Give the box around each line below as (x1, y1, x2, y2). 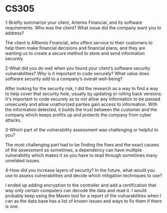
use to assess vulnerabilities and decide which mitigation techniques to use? (5, 172, 163, 178)
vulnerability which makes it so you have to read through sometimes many (5, 152, 158, 158)
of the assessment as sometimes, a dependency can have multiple (5, 147, 142, 153)
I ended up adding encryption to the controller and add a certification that (5, 182, 157, 188)
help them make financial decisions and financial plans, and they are (5, 45, 146, 51)
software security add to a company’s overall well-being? (5, 76, 123, 82)
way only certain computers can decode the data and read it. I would (5, 187, 147, 193)
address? (5, 30, 24, 36)
